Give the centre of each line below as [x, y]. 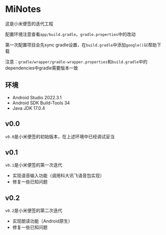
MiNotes [23, 9]
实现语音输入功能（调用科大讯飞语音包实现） [58, 176]
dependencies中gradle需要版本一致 [42, 68]
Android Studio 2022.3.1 [37, 97]
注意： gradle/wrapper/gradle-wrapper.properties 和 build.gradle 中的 [77, 61]
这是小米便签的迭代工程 [29, 23]
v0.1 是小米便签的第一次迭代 [34, 165]
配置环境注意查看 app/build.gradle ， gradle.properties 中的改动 [71, 34]
